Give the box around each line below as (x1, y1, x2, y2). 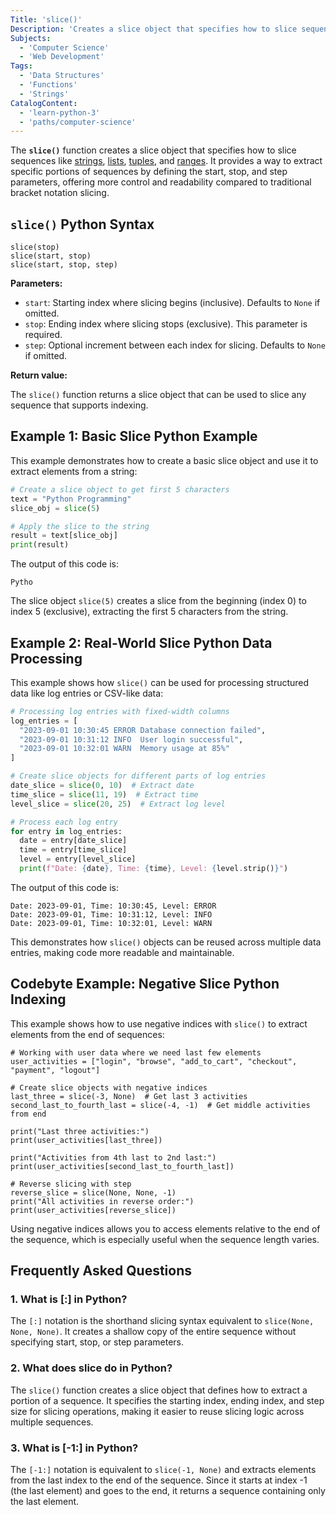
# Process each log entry (10, 817, 118, 827)
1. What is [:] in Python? (10, 1292, 128, 1306)
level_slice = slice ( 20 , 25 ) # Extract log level (10, 799, 226, 809)
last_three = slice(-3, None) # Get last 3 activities (10, 1091, 248, 1101)
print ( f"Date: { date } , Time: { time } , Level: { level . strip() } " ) (19, 864, 289, 874)
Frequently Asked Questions (10, 1262, 193, 1280)
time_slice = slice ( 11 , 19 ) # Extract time (10, 789, 199, 800)
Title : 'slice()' (10, 14, 83, 25)
